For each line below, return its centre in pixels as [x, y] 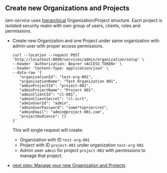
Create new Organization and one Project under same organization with [86, 40]
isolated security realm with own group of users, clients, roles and [73, 25]
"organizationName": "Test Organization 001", [69, 81]
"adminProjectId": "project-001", [55, 85]
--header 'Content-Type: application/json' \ [60, 68]
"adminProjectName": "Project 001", [57, 90]
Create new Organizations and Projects [67, 8]
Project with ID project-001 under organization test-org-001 [82, 145]
